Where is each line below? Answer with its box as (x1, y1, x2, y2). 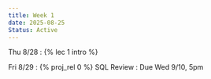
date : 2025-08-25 (8, 19, 65, 27)
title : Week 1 (8, 11, 55, 20)
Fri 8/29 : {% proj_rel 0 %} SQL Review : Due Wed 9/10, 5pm (8, 63, 204, 72)
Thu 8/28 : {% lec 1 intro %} (8, 48, 98, 57)
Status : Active (8, 26, 58, 34)
